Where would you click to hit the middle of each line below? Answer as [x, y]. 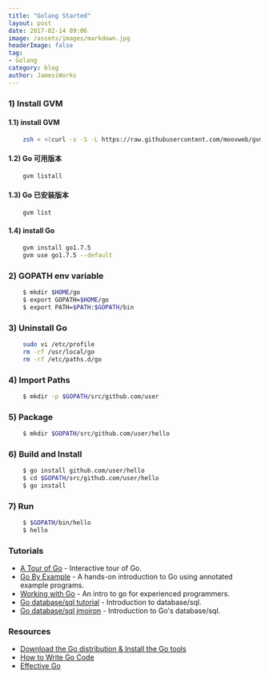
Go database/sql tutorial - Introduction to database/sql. [110, 603]
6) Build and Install [45, 454]
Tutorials [26, 551]
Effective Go [40, 666]
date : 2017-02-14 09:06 [48, 30]
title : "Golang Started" [50, 16]
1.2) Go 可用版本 [35, 159]
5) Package [31, 417]
